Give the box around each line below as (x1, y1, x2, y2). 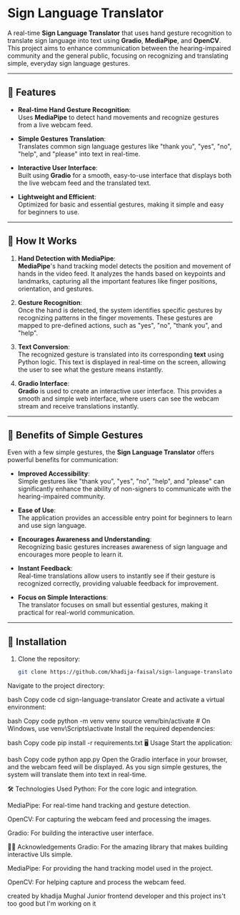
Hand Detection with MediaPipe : (17, 254, 116, 262)
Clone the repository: (17, 655, 81, 664)
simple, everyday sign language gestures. (7, 59, 131, 67)
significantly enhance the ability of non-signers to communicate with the (17, 484, 231, 494)
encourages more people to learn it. (17, 550, 124, 559)
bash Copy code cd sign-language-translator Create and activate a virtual (7, 695, 225, 704)
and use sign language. (17, 521, 87, 530)
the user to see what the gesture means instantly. (17, 365, 164, 374)
